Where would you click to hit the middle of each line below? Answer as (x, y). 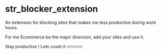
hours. (12, 27)
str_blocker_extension (52, 9)
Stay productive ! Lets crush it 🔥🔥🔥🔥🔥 (44, 46)
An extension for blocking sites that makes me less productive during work (80, 22)
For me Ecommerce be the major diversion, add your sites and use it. (75, 37)
